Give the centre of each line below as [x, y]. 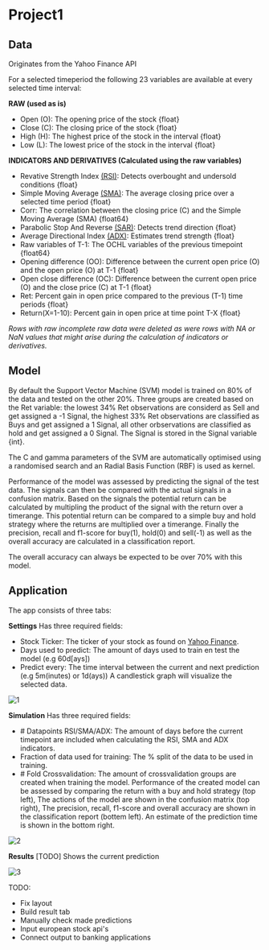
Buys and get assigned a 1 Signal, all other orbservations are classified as [130, 424]
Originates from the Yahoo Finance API [73, 64]
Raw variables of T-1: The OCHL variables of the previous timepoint [131, 244]
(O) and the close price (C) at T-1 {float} [86, 287]
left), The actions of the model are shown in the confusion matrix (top [135, 799]
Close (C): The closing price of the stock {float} [98, 128]
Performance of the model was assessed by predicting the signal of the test [134, 481]
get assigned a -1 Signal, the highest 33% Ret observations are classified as [134, 415]
